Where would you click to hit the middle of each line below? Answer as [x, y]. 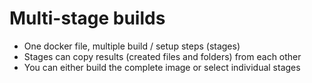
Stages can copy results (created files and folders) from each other [162, 56]
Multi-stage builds [87, 18]
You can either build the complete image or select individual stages [162, 67]
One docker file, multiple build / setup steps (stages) [132, 46]
